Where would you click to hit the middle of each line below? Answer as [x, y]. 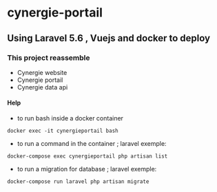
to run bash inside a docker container [70, 118]
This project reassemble [49, 58]
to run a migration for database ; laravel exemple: [87, 169]
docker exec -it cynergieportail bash [63, 131]
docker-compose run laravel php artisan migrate [78, 182]
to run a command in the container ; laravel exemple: [92, 144]
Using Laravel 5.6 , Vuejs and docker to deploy [109, 38]
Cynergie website [42, 72]
